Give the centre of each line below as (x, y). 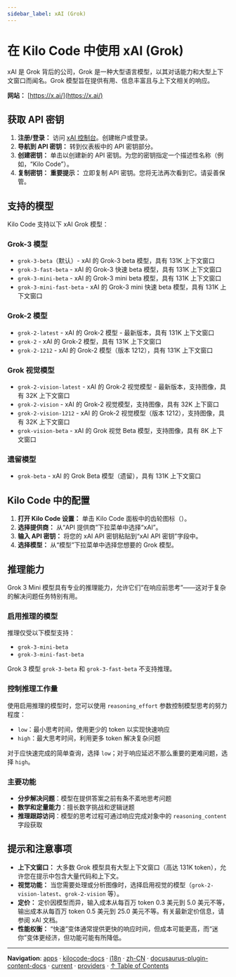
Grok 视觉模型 (31, 370)
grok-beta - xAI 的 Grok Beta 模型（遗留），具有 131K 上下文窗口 (109, 476)
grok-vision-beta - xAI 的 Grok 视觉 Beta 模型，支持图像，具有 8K (113, 431)
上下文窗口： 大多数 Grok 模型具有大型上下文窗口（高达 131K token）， (119, 867)
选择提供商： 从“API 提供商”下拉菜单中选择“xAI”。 (90, 527)
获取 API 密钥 (36, 119)
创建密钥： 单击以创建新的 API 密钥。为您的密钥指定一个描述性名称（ (117, 155)
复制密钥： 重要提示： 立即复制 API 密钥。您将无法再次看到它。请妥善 (118, 173)
